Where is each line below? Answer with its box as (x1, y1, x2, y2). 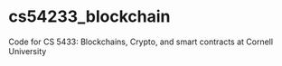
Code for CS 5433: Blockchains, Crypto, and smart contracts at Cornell (8, 36, 273, 47)
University (8, 45, 47, 56)
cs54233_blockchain (8, 6, 171, 27)
